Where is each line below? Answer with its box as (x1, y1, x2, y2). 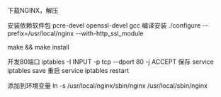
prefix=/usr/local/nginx (7, 29, 74, 38)
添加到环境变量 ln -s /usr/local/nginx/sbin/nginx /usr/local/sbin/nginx (7, 81, 208, 90)
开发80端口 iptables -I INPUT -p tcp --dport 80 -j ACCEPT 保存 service (7, 57, 215, 66)
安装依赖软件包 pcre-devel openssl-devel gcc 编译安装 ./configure (7, 21, 201, 30)
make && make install (7, 43, 69, 51)
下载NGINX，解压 (7, 6, 59, 14)
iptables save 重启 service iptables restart (7, 67, 130, 74)
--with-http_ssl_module (75, 29, 144, 38)
